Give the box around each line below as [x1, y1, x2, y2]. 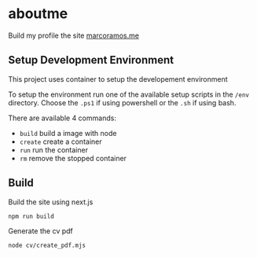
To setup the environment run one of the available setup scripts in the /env [8, 90, 250, 99]
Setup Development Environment [8, 53, 174, 67]
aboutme [8, 5, 68, 23]
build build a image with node [19, 128, 117, 138]
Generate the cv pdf [8, 226, 73, 236]
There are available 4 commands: [8, 113, 116, 123]
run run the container [19, 145, 89, 154]
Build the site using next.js [8, 197, 94, 207]
